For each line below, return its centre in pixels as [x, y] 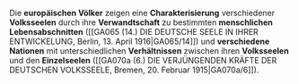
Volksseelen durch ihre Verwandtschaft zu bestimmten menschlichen [141, 22]
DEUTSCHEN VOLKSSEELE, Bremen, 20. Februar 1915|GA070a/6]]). [134, 70]
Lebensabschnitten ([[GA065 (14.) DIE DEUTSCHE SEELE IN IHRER [134, 32]
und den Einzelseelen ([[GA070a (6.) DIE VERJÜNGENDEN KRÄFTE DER [143, 60]
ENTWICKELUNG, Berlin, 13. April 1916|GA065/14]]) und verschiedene [140, 41]
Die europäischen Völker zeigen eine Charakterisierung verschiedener [142, 13]
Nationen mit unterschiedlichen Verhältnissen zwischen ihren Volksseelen [149, 51]
